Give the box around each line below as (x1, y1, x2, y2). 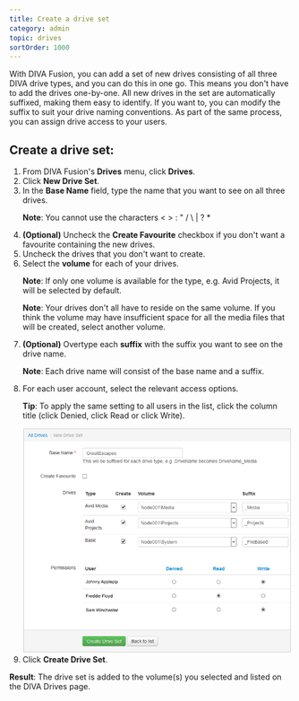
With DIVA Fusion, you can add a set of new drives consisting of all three (9, 68, 278, 80)
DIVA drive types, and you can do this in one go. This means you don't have (9, 78, 289, 89)
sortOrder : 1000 (9, 43, 70, 52)
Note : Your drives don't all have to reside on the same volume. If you (21, 302, 276, 313)
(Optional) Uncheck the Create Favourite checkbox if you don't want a (21, 230, 286, 241)
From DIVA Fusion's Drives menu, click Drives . (21, 166, 195, 177)
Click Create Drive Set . (21, 654, 108, 665)
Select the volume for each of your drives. (21, 258, 179, 269)
